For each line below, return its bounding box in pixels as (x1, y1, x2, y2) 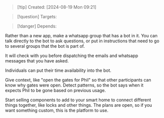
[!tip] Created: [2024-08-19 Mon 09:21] (17, 4, 96, 10)
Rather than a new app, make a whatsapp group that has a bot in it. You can (5, 33, 158, 38)
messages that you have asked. (5, 58, 69, 63)
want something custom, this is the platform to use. (5, 108, 109, 113)
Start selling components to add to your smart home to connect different (5, 97, 151, 103)
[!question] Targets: (17, 14, 57, 19)
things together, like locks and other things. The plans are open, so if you (5, 102, 152, 108)
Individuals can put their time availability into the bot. (5, 67, 112, 73)
